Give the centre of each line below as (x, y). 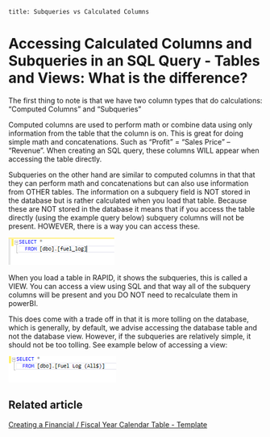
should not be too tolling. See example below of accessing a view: (118, 345)
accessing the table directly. (55, 159)
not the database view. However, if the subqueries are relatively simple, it (130, 336)
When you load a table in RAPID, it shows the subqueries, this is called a (128, 277)
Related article (46, 405)
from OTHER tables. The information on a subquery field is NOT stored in (130, 191)
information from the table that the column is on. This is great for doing (126, 133)
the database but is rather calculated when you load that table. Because (128, 200)
